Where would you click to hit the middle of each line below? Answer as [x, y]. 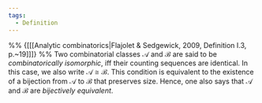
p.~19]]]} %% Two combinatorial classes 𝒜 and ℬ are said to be [112, 54]
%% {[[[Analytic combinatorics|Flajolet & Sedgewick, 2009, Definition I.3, [127, 45]
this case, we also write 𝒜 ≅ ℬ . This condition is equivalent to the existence [131, 72]
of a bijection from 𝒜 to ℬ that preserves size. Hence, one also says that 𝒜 [130, 81]
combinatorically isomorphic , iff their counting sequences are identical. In [128, 63]
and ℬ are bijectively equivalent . [61, 90]
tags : [17, 15]
